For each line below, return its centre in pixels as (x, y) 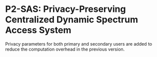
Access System (38, 30)
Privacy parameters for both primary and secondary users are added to (79, 44)
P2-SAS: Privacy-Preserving (65, 9)
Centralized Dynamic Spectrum (72, 20)
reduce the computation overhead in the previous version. (65, 49)
